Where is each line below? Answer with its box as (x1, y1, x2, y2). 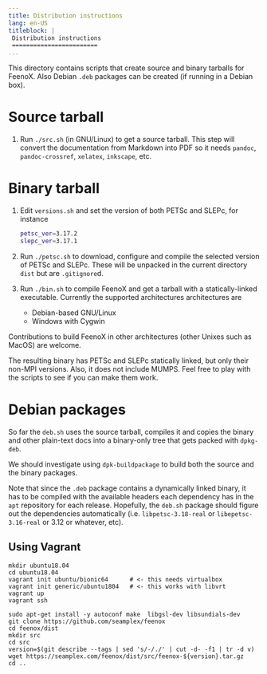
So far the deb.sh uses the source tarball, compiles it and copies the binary (8, 427, 254, 436)
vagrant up (8, 589, 45, 597)
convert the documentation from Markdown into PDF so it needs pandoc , (19, 143, 257, 152)
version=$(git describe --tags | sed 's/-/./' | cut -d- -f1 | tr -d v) (8, 645, 255, 653)
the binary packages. (8, 467, 78, 477)
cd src (8, 638, 30, 646)
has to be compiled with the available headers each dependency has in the (8, 491, 254, 501)
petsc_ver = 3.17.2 (19, 230, 78, 238)
